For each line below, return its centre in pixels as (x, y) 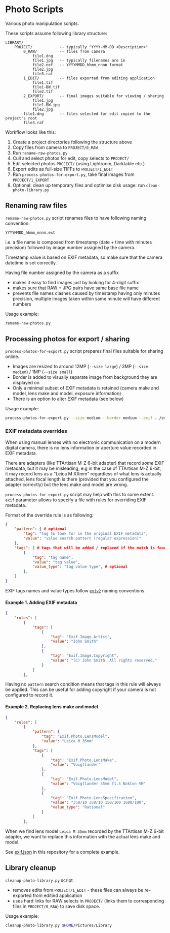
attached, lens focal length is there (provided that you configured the (77, 479)
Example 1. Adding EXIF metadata (41, 602)
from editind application (57, 895)
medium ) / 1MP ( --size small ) (42, 372)
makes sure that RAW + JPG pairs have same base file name (76, 288)
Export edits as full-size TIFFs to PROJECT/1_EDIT (63, 169)
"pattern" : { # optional (40, 529)
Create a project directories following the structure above (72, 142)
